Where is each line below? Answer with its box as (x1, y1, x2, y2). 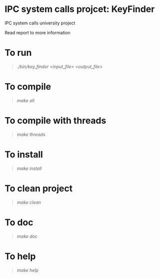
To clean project (4, 183, 73, 194)
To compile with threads (4, 115, 106, 126)
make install (16, 165, 42, 171)
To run (4, 47, 32, 58)
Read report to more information (4, 29, 71, 35)
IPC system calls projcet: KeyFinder (4, 3, 155, 15)
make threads (16, 131, 46, 138)
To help (4, 251, 36, 262)
